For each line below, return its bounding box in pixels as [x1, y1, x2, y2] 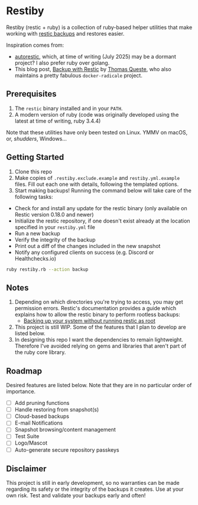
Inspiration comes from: [6, 41, 64, 49]
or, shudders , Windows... [6, 135, 67, 142]
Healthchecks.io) [14, 255, 57, 262]
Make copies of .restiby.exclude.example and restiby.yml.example [14, 174, 180, 181]
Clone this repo [14, 168, 52, 175]
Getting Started [6, 152, 64, 162]
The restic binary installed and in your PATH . [14, 105, 123, 112]
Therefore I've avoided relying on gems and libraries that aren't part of [14, 342, 187, 350]
